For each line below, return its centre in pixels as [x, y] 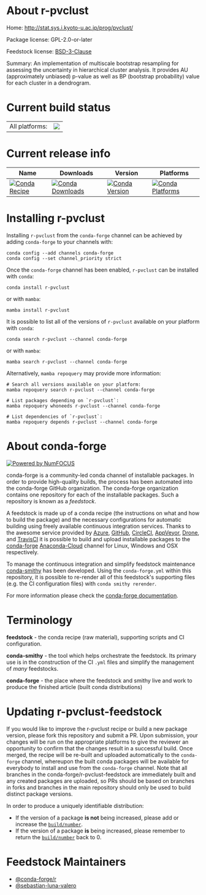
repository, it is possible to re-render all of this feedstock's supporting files [101, 577]
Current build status [59, 108]
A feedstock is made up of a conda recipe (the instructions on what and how [103, 513]
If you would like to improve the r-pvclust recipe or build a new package [97, 729]
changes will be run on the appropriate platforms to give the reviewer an [97, 742]
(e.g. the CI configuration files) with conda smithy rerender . [81, 584]
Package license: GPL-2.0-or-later [50, 39]
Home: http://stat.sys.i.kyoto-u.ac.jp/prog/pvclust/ [70, 28]
